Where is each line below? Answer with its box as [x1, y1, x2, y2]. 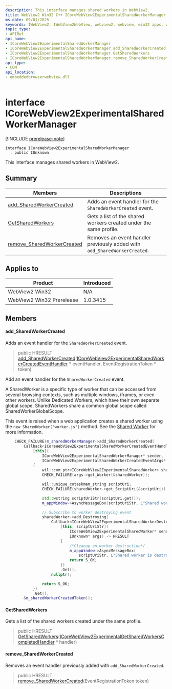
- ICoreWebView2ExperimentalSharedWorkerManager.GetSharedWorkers [5, 50, 150, 56]
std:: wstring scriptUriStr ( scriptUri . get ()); [41, 496, 141, 501]
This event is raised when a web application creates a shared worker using [5, 418, 163, 425]
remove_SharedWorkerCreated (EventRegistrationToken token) [17, 678, 149, 684]
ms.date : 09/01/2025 [5, 17, 50, 22]
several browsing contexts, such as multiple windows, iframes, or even [5, 392, 155, 398]
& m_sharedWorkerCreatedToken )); [24, 595, 93, 601]
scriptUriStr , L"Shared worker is [78, 553, 153, 558]
